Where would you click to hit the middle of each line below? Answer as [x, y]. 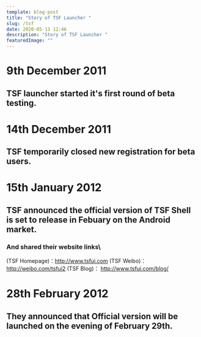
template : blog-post [33, 12]
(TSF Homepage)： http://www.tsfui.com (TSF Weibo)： [76, 261]
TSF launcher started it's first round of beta [91, 93]
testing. [21, 103]
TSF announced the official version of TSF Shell [99, 210]
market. [22, 229]
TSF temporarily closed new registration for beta [101, 152]
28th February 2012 [57, 294]
